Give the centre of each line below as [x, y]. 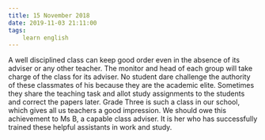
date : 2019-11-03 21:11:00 [53, 23]
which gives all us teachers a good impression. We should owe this [117, 111]
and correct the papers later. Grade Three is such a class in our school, [124, 102]
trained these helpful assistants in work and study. [90, 127]
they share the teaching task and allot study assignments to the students [127, 94]
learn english [45, 38]
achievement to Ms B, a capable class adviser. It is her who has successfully [133, 119]
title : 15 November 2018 [49, 15]
